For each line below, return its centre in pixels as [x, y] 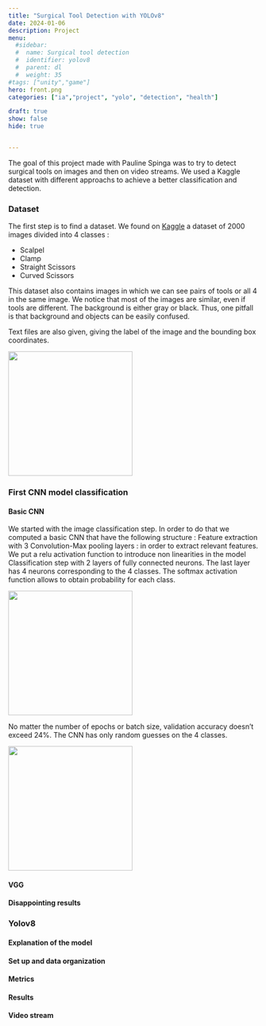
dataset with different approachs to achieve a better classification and [123, 179]
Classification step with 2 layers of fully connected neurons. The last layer [129, 563]
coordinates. [29, 340]
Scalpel [32, 250]
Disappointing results [44, 903]
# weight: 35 [39, 75]
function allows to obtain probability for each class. [92, 580]
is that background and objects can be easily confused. [99, 316]
